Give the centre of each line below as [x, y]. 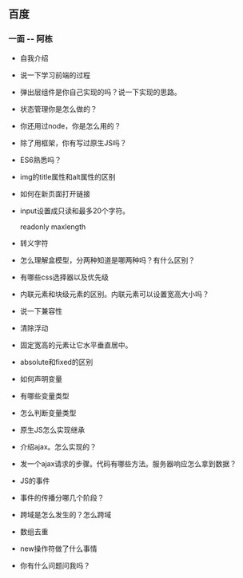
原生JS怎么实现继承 [52, 430]
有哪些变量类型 [44, 396]
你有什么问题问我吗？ [55, 565]
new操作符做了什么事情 [58, 548]
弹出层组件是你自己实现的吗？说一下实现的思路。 [100, 92]
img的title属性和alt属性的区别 [68, 176]
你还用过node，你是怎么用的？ [70, 125]
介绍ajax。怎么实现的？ [58, 446]
